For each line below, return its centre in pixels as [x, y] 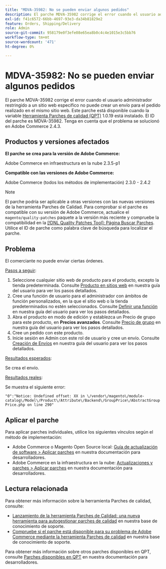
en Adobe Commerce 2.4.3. [33, 126]
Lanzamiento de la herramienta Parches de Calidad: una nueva [76, 515]
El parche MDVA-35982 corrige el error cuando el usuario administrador [79, 100]
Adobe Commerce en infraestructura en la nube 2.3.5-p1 [62, 163]
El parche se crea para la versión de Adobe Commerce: [62, 154]
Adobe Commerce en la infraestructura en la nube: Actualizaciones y [83, 463]
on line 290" [41, 405]
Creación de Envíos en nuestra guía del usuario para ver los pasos [80, 343]
